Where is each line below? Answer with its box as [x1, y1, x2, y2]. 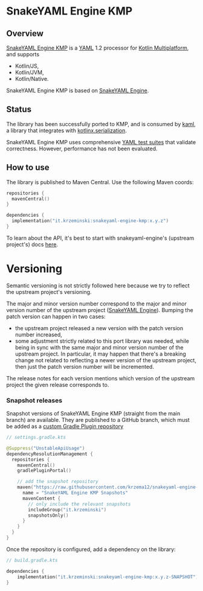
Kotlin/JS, [14, 62, 39, 69]
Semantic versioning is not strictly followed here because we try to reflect [6, 282, 190, 289]
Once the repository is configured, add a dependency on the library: [6, 545, 176, 553]
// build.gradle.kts [6, 557, 59, 563]
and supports [6, 51, 40, 58]
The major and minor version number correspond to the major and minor [6, 300, 187, 307]
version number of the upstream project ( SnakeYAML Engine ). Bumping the [6, 306, 193, 313]
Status [6, 104, 32, 115]
